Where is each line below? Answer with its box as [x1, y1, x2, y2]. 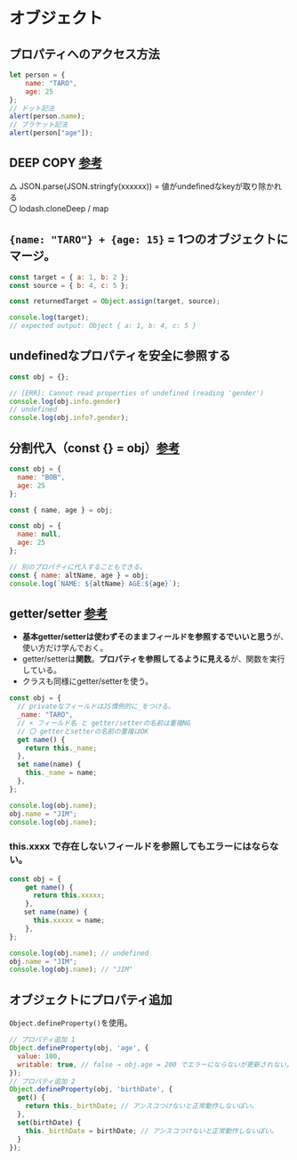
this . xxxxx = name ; [32, 916, 105, 926]
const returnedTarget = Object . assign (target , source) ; [9, 297, 221, 306]
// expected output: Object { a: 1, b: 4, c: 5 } [9, 322, 197, 331]
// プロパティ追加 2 [9, 1076, 76, 1086]
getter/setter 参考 [9, 605, 108, 621]
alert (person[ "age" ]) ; [9, 128, 93, 138]
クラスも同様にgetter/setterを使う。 [21, 676, 154, 687]
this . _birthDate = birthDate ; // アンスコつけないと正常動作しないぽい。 [25, 1126, 278, 1135]
